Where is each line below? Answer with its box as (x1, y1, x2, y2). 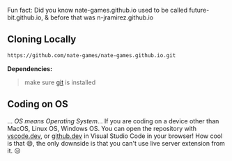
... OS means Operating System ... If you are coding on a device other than (7, 116, 219, 125)
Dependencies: (7, 64, 53, 72)
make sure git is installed (24, 78, 96, 86)
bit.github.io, (7, 13, 44, 22)
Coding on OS (7, 98, 68, 110)
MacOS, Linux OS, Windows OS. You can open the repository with (7, 124, 197, 132)
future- (189, 6, 210, 14)
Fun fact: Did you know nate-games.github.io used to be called (7, 6, 188, 14)
